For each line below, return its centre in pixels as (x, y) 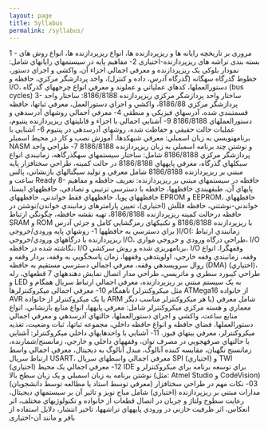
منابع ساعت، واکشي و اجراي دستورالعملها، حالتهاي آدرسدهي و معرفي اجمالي (123, 316)
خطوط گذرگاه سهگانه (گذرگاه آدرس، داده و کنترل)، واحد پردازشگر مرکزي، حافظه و (133, 79)
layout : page (31, 16)
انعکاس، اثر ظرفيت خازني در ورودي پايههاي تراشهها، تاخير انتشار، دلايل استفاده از (130, 409)
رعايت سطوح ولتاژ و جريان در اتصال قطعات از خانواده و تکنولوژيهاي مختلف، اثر (127, 400)
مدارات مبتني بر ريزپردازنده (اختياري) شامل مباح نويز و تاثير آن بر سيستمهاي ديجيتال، (135, 393)
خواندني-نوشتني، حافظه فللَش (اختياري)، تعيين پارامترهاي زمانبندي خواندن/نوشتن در (134, 206)
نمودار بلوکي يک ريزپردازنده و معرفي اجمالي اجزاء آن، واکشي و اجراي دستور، (124, 70)
